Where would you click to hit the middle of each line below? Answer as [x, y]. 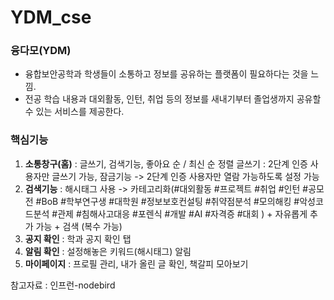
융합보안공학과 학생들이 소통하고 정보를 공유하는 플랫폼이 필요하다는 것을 [166, 74]
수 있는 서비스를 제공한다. [74, 112]
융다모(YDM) [41, 51]
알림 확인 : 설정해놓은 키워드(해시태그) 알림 [108, 251]
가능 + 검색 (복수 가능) [79, 226]
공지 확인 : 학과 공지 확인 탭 [78, 238]
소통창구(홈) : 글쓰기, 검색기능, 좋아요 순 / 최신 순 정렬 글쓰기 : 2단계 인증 [166, 163]
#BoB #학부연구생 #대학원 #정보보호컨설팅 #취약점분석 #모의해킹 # [167, 201]
